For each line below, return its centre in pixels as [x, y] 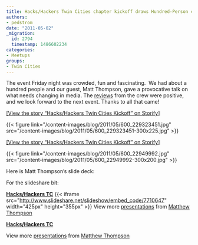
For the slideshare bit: [32, 183]
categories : [21, 50]
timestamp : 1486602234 [39, 45]
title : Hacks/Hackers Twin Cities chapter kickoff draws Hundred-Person [97, 11]
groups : [16, 61]
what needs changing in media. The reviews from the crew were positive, [95, 95]
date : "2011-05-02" [30, 28]
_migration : [21, 34]
